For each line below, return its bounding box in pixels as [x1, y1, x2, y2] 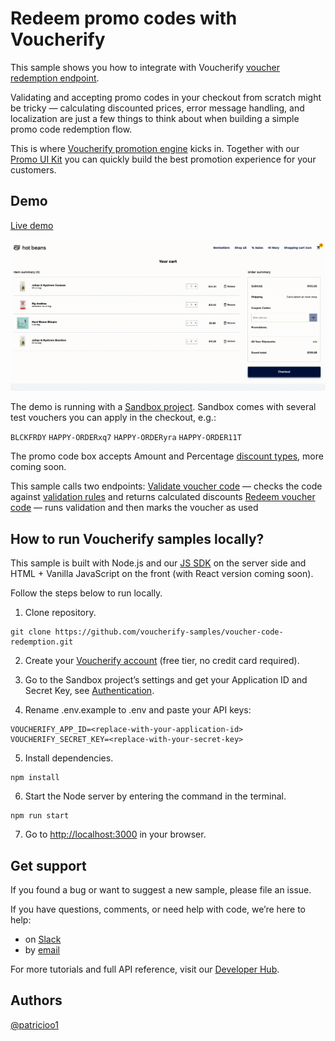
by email [24, 944, 60, 956]
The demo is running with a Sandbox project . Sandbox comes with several [10, 401, 317, 413]
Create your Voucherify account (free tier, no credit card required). [24, 655, 300, 667]
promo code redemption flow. [10, 123, 133, 135]
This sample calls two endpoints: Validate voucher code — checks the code [10, 480, 323, 492]
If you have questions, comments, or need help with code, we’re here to [10, 903, 306, 916]
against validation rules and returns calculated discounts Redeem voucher [10, 491, 316, 503]
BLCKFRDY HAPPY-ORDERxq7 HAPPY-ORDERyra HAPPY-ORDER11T [10, 433, 242, 443]
